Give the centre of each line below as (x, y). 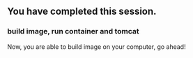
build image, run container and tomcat (73, 31)
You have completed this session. (82, 12)
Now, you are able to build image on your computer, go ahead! (96, 46)
